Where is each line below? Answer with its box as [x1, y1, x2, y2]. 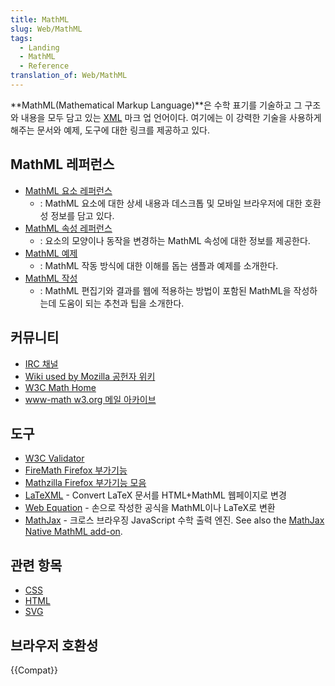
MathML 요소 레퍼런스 [24, 184, 113, 196]
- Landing [19, 42, 60, 53]
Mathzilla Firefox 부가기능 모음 [24, 477, 147, 489]
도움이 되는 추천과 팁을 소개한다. [58, 297, 185, 309]
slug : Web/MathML [10, 24, 83, 34]
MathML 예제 [24, 247, 78, 259]
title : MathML [10, 14, 70, 25]
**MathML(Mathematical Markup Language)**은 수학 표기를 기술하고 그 [10, 99, 303, 111]
